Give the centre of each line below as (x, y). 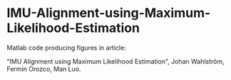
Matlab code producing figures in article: (66, 47)
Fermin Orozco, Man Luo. (44, 69)
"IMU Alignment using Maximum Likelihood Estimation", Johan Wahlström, (116, 61)
